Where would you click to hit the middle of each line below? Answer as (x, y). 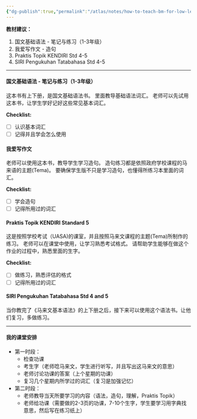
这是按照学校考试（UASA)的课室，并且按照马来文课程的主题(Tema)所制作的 (97, 236)
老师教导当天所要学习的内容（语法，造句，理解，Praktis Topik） (101, 396)
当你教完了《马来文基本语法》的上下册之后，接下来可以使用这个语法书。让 (96, 310)
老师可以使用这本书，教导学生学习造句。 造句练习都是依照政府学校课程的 (94, 163)
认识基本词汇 (30, 126)
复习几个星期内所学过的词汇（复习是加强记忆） (80, 381)
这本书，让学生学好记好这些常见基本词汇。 (57, 103)
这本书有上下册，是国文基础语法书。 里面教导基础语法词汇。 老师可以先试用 (97, 95)
